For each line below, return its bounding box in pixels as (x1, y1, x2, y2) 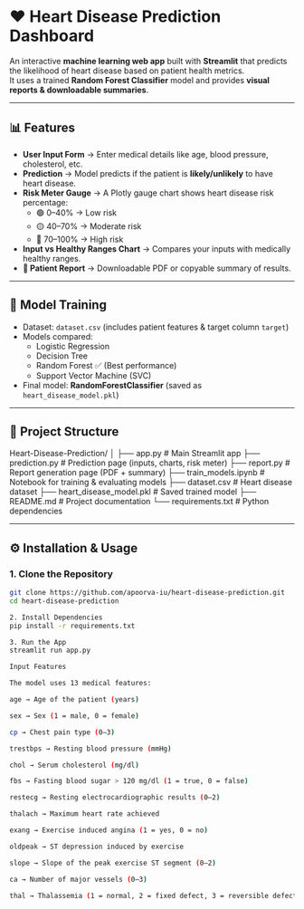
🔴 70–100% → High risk (35, 234, 124, 244)
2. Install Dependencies (9, 613, 103, 622)
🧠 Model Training (9, 297, 107, 313)
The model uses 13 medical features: (9, 679, 152, 688)
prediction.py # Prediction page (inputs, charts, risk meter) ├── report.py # (9, 457, 291, 468)
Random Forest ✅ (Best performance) (35, 359, 177, 370)
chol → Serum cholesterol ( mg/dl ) (9, 761, 140, 770)
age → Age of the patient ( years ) (9, 695, 140, 704)
